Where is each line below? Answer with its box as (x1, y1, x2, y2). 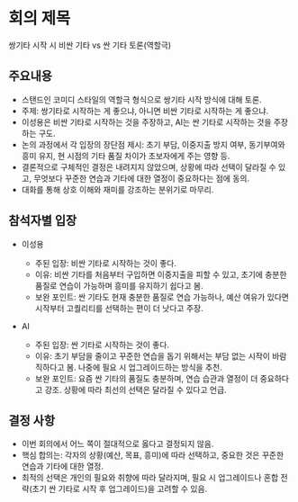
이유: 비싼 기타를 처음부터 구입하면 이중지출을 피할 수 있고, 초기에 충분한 (34, 269, 287, 280)
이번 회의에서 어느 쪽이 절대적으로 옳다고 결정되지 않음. (21, 438, 214, 450)
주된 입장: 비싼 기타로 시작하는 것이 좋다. (34, 257, 177, 268)
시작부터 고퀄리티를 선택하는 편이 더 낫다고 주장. (34, 302, 203, 313)
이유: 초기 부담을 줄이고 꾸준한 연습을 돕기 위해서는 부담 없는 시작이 (34, 350, 271, 361)
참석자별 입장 (8, 213, 77, 229)
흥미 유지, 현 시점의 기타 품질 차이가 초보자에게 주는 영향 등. (21, 150, 230, 161)
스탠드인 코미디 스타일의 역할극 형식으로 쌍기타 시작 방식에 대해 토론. (21, 94, 262, 104)
